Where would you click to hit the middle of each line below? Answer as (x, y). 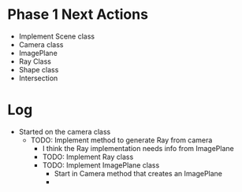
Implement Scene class (57, 36)
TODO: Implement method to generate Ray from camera (121, 140)
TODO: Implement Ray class (88, 157)
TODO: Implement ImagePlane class (101, 165)
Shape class (39, 69)
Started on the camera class (65, 131)
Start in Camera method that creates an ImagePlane (138, 173)
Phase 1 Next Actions (78, 15)
